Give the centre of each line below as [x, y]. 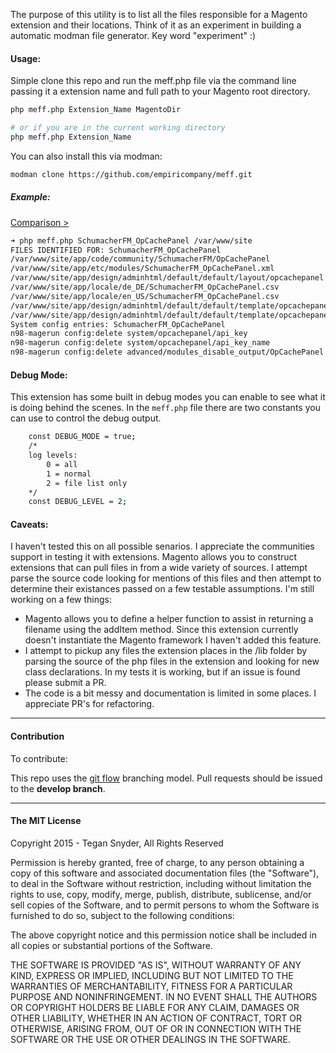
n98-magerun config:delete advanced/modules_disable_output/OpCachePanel [167, 352]
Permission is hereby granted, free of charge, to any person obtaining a [157, 862]
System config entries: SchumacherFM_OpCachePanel [118, 324]
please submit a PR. [65, 683]
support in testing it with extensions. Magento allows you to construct [154, 557]
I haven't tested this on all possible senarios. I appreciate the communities [162, 546]
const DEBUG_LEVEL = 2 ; [78, 502]
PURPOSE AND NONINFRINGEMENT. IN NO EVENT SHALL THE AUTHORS [164, 996]
